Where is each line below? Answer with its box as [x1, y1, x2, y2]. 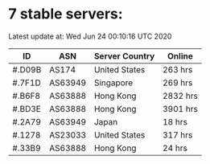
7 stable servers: [8, 5, 123, 23]
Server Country [93, 50, 155, 61]
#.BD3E [12, 103, 42, 114]
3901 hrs [162, 103, 199, 114]
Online [167, 50, 193, 61]
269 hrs [162, 77, 193, 88]
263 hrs [162, 64, 193, 75]
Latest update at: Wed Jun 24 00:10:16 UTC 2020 [8, 31, 172, 41]
